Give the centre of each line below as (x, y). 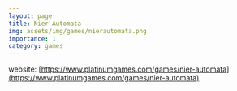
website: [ (25, 69)
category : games (36, 46)
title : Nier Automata (45, 24)
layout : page (30, 16)
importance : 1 (32, 39)
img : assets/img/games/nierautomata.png (78, 31)
